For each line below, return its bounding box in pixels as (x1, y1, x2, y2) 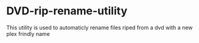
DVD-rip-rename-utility (6, 4, 128, 18)
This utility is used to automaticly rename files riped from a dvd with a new (6, 24, 193, 31)
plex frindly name (6, 30, 51, 37)
